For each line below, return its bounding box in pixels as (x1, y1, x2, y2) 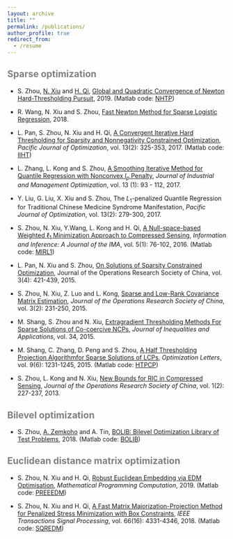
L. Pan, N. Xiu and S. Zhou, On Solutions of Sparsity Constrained (17, 262, 202, 270)
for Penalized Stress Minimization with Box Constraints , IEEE (17, 509, 191, 517)
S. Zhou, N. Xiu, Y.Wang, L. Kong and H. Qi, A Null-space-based (17, 224, 201, 232)
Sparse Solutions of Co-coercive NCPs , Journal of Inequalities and (17, 325, 210, 334)
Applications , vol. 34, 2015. (17, 332, 95, 341)
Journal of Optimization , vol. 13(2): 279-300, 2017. (17, 210, 162, 219)
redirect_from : (7, 36, 51, 43)
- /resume (13, 42, 42, 49)
